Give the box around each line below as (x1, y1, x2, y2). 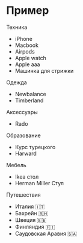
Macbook (14, 42, 39, 49)
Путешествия (6, 191, 41, 198)
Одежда (6, 79, 27, 86)
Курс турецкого (14, 143, 56, 150)
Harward (14, 150, 37, 157)
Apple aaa (14, 61, 40, 68)
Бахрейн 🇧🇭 (14, 209, 48, 217)
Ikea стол (14, 173, 39, 180)
